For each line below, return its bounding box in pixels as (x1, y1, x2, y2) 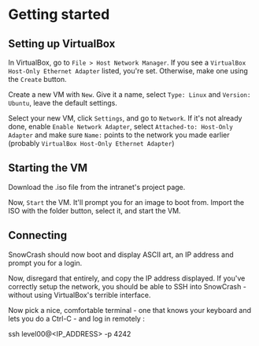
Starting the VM (8, 162, 88, 175)
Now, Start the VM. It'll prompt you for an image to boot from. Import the (8, 197, 245, 206)
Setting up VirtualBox (8, 37, 116, 50)
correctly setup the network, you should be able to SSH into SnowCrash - (8, 281, 246, 291)
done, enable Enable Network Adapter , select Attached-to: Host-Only (8, 122, 234, 131)
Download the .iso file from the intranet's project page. (8, 182, 186, 192)
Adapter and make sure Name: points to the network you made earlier (8, 130, 230, 140)
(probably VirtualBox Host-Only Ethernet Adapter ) (8, 139, 175, 147)
